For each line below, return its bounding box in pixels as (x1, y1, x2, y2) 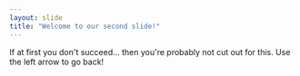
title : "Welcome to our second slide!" (9, 22, 161, 31)
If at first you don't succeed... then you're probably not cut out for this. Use (9, 46, 291, 57)
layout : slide (9, 13, 64, 23)
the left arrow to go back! (9, 56, 105, 67)
